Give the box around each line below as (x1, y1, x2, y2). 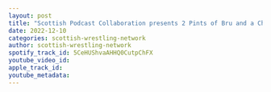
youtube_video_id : (8, 57, 70, 65)
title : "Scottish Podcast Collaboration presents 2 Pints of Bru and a (8, 19, 254, 27)
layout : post (8, 11, 52, 20)
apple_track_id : (8, 64, 63, 72)
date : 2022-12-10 (8, 26, 67, 34)
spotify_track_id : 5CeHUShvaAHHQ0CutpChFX (8, 49, 153, 57)
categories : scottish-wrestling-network (8, 34, 147, 42)
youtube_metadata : (8, 71, 70, 79)
